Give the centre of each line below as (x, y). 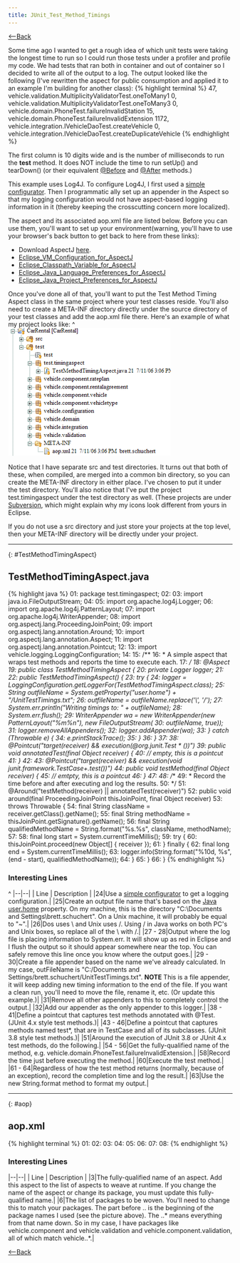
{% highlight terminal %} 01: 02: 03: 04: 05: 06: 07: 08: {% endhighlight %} (118, 1143)
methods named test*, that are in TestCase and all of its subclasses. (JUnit (117, 1030)
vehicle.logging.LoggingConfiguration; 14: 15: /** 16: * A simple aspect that (118, 655)
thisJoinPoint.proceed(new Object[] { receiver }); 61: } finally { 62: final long (119, 844)
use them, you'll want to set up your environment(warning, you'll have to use (120, 228)
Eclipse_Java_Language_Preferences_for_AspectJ (92, 272)
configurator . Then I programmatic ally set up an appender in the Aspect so (119, 191)
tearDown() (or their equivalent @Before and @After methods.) (100, 170)
